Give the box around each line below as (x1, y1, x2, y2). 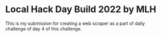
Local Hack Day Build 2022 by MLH (5, 4, 156, 15)
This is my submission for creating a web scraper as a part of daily (5, 20, 145, 26)
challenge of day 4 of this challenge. (5, 25, 82, 31)
